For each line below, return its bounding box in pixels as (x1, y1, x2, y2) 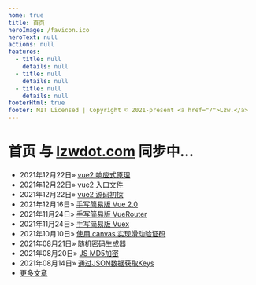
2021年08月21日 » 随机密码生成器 (19, 239, 127, 248)
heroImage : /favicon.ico (8, 26, 90, 34)
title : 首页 (8, 19, 45, 27)
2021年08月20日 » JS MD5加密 (19, 248, 120, 258)
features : (8, 48, 41, 56)
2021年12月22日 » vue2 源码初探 (19, 189, 124, 199)
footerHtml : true (8, 99, 65, 107)
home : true (8, 11, 44, 20)
